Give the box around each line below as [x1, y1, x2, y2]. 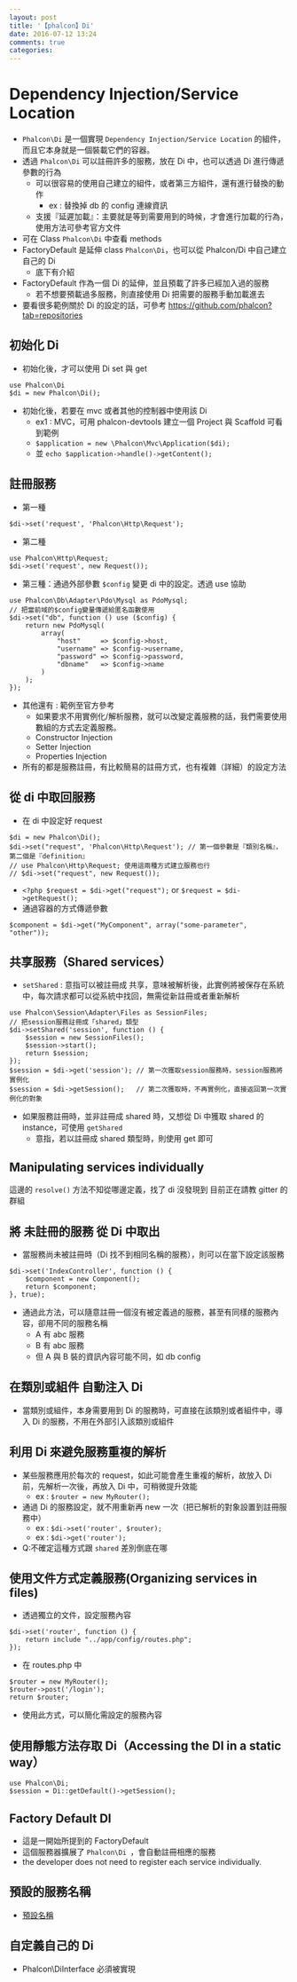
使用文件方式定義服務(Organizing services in [9, 1570, 258, 1585]
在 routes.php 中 [21, 1660, 82, 1670]
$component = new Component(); [25, 1275, 141, 1283]
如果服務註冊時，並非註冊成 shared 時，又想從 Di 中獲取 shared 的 [21, 1111, 264, 1122]
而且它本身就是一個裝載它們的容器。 [21, 145, 155, 155]
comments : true [9, 37, 66, 47]
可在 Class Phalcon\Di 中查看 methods [21, 233, 162, 244]
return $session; [25, 1049, 90, 1058]
